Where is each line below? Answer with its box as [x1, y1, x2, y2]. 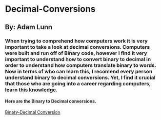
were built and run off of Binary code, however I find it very [5, 50, 147, 57]
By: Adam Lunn [5, 23, 53, 31]
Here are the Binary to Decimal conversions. [5, 99, 97, 104]
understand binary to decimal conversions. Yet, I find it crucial [5, 74, 156, 81]
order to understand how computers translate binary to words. [5, 62, 156, 69]
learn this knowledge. [5, 86, 58, 93]
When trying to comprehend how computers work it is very [5, 38, 148, 44]
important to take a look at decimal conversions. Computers [5, 43, 150, 50]
